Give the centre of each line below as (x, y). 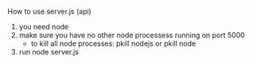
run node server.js (49, 52)
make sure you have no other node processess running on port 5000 (132, 35)
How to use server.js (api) (50, 11)
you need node (44, 26)
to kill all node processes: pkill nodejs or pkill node (113, 43)
